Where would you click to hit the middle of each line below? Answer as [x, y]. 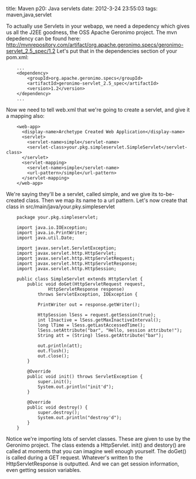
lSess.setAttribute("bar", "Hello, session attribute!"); [110, 330]
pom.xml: [17, 57]
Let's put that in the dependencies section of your [117, 51]
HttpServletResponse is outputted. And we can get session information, [93, 464]
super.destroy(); [59, 413]
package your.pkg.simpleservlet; [58, 217]
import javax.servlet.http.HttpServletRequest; [76, 258]
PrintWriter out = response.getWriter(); [89, 305]
